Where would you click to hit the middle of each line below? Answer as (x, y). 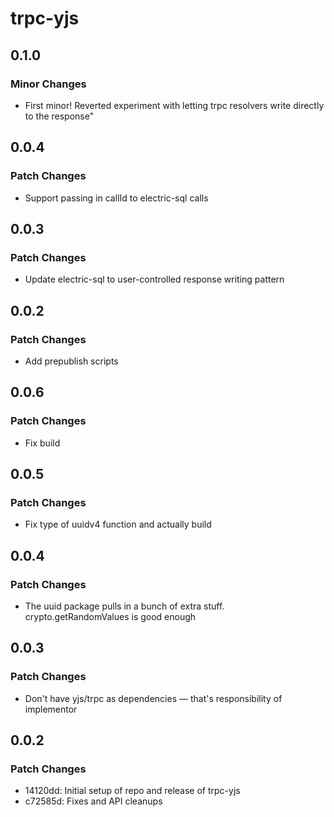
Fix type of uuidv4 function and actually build (118, 524)
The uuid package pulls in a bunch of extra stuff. (124, 606)
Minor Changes (48, 84)
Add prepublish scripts (71, 361)
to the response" (59, 116)
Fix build (42, 443)
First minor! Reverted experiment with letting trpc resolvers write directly (174, 105)
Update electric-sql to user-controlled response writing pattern (154, 279)
